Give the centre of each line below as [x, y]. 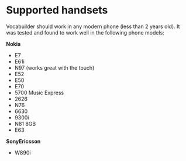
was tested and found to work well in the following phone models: [85, 32]
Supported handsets [57, 10]
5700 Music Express [39, 93]
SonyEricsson [23, 141]
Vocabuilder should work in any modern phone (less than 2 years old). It [93, 26]
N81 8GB [25, 124]
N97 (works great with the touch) [54, 67]
